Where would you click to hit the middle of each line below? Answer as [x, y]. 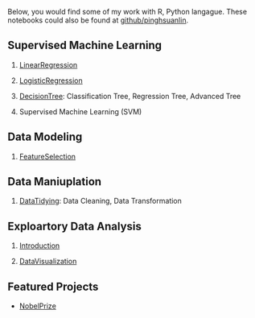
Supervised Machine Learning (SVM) [80, 111]
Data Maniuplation [55, 182]
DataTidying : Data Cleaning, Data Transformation [101, 201]
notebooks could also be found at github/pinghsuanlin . [98, 20]
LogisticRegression [51, 81]
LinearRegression [48, 64]
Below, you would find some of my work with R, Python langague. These [127, 12]
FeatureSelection [47, 156]
